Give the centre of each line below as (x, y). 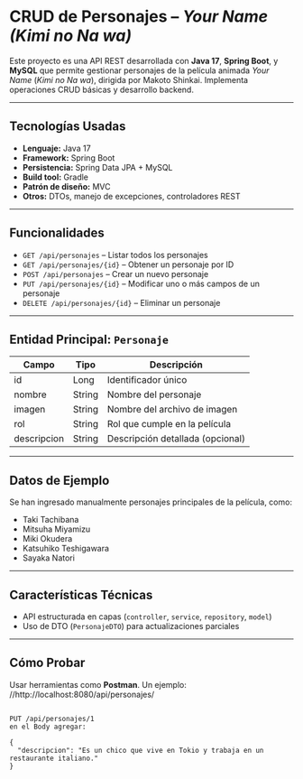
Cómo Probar (47, 663)
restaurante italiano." (54, 758)
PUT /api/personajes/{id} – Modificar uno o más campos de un (141, 283)
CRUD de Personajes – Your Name (139, 17)
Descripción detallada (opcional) (176, 439)
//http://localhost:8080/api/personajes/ (82, 694)
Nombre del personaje (154, 394)
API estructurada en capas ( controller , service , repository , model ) (147, 617)
